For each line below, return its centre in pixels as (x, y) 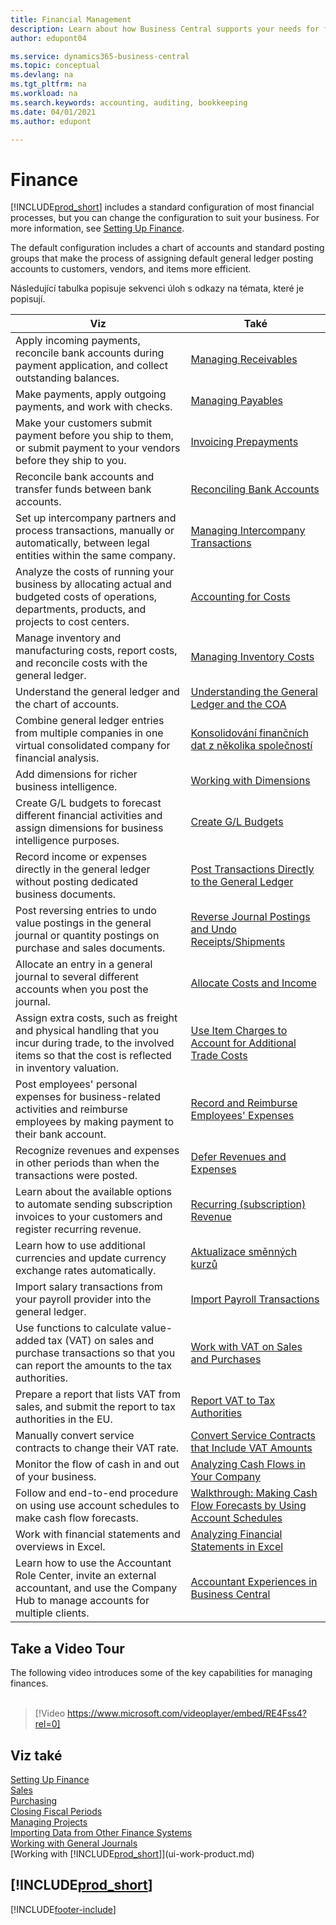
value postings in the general (83, 923)
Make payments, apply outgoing (91, 394)
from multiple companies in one (89, 733)
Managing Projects (49, 1822)
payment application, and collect (92, 366)
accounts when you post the (82, 989)
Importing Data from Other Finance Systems (101, 1832)
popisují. (28, 299)
